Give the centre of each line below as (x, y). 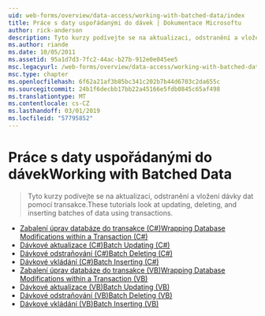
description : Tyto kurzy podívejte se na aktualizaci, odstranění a (123, 38)
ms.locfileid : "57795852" (50, 118)
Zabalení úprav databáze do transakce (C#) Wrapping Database (123, 228)
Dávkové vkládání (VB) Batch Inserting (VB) (89, 303)
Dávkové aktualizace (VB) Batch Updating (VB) (95, 287)
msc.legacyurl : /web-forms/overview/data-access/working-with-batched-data (135, 67)
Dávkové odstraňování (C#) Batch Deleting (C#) (96, 253)
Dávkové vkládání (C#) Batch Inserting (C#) (89, 261)
